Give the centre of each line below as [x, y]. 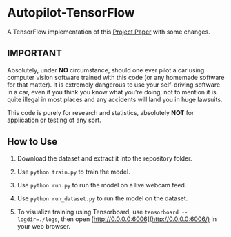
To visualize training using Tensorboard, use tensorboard [98, 212]
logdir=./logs [37, 219]
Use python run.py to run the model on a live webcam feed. [102, 185]
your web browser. [44, 226]
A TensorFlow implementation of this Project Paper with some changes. [109, 32]
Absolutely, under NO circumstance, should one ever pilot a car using [106, 70]
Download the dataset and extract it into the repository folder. [104, 158]
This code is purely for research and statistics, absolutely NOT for [101, 112]
